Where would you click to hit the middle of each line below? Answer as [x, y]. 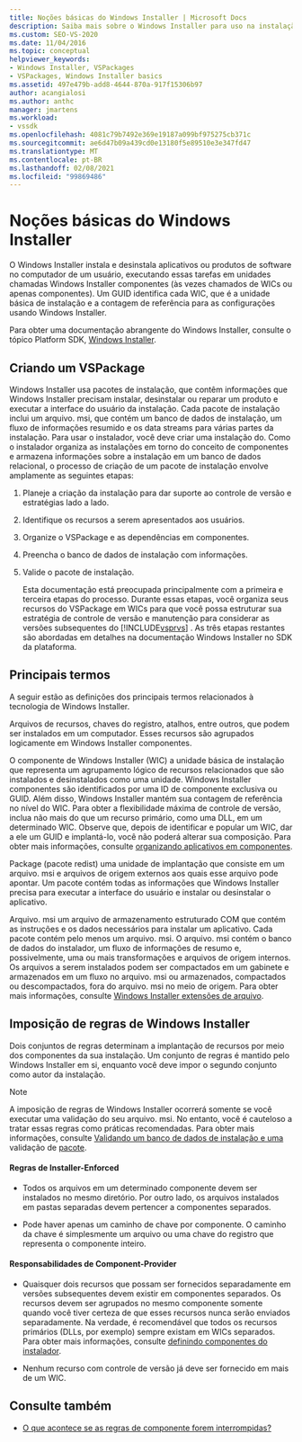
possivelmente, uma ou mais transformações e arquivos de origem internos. [150, 957]
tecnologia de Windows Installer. [70, 706]
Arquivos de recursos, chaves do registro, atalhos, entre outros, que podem [150, 724]
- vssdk [24, 127]
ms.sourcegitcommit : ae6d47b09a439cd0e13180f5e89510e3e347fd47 [130, 143]
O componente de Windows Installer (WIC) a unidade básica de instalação [147, 760]
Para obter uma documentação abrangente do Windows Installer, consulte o [151, 330]
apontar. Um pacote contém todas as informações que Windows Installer [144, 883]
